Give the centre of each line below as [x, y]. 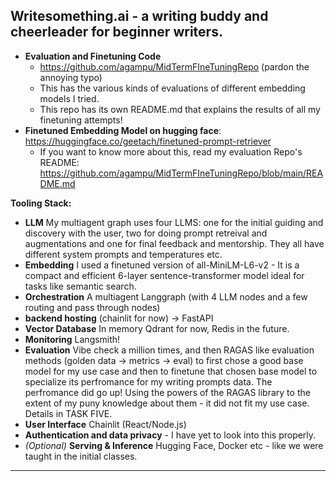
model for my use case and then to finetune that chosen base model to [171, 371]
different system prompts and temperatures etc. [123, 254]
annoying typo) [71, 77]
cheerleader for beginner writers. [116, 32]
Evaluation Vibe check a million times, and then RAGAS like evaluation [169, 350]
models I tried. [69, 98]
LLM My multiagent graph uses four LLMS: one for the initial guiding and [174, 222]
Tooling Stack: [41, 203]
